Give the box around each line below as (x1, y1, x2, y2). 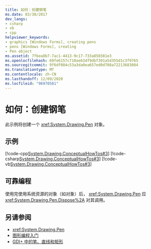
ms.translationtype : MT (5, 67, 54, 72)
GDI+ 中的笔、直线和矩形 (12, 239, 63, 245)
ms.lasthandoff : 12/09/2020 (5, 76, 63, 81)
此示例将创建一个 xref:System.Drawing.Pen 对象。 (5, 121, 107, 127)
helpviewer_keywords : (5, 35, 50, 40)
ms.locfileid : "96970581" (5, 81, 58, 86)
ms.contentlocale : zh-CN (5, 72, 56, 77)
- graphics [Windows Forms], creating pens (5, 40, 97, 45)
